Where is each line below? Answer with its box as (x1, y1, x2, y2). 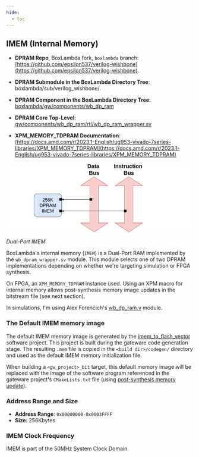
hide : (6, 10, 20, 15)
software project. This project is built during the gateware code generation (6, 339, 188, 346)
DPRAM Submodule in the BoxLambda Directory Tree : (14, 79, 150, 86)
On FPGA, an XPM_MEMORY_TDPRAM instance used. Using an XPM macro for (6, 280, 183, 287)
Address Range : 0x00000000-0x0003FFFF (14, 410, 113, 418)
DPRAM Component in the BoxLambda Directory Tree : (14, 96, 151, 103)
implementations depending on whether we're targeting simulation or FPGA (6, 262, 191, 269)
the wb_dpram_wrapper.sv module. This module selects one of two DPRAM (6, 256, 186, 263)
